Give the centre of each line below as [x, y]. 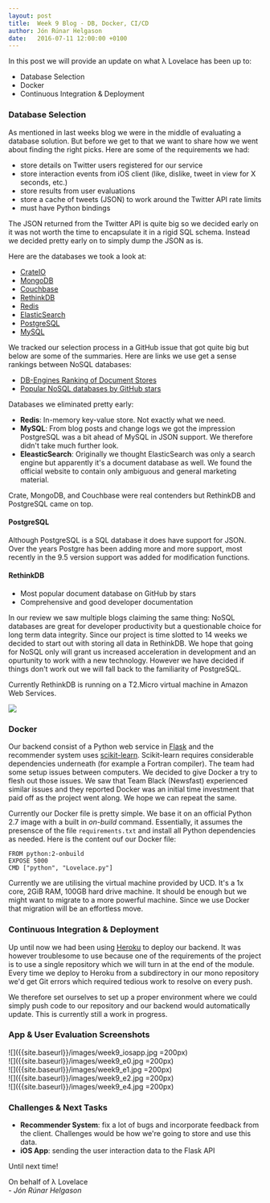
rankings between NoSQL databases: [70, 364]
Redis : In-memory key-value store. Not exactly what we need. [123, 420]
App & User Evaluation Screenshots [79, 1035]
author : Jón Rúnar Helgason [55, 31]
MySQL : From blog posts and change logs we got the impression [127, 428]
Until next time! [33, 1166]
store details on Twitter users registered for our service [111, 165]
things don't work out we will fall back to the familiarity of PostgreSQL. [125, 668]
